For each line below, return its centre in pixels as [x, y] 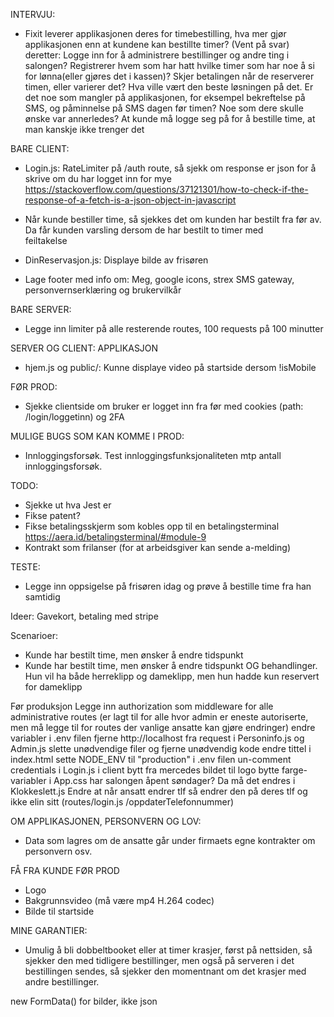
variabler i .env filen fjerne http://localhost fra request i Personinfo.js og [157, 738]
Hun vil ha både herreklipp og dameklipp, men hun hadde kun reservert [172, 676]
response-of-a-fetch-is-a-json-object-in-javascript [130, 200]
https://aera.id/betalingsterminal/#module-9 [115, 537]
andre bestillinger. [62, 982]
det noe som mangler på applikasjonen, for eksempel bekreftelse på [165, 97]
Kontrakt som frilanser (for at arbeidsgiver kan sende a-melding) [158, 547]
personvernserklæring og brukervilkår [103, 290]
